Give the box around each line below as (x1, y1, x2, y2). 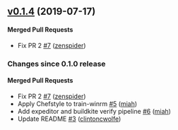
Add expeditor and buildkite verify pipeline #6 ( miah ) (17, 107, 172, 115)
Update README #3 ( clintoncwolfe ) (17, 114, 121, 123)
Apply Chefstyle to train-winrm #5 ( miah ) (17, 99, 138, 108)
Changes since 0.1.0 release (7, 59, 106, 69)
